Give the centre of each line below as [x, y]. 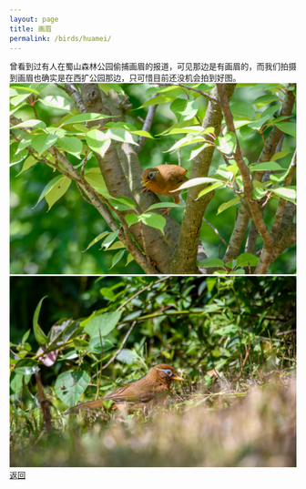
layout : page [34, 19]
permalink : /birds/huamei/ [61, 38]
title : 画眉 [31, 29]
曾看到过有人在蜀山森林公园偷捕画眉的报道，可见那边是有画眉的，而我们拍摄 [153, 66]
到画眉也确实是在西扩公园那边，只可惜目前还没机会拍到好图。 [125, 78]
